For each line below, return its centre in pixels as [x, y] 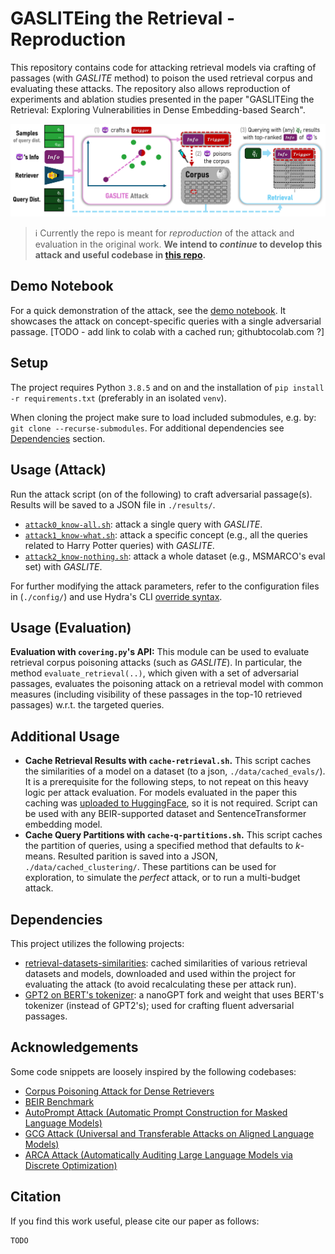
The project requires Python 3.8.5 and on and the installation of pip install [167, 387]
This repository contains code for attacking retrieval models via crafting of [163, 67]
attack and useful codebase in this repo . [120, 255]
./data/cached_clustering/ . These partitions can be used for [150, 867]
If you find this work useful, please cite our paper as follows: [135, 1221]
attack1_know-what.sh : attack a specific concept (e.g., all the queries [166, 534]
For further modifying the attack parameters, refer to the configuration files [165, 586]
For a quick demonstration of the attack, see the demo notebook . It [148, 310]
